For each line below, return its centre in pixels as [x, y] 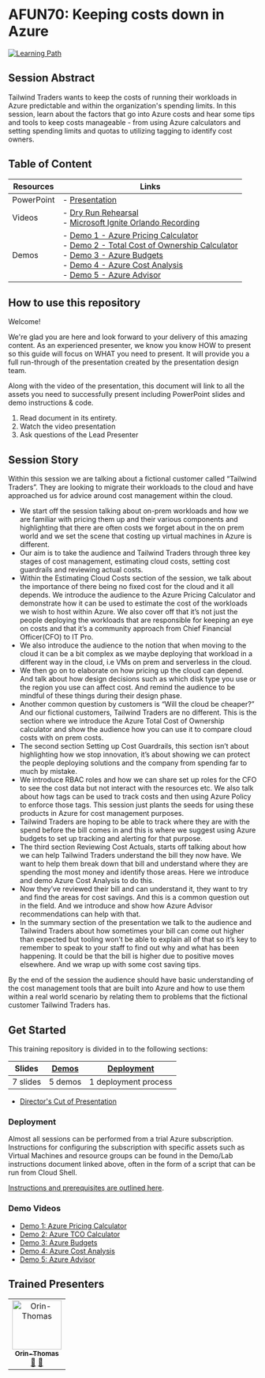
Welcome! [24, 322]
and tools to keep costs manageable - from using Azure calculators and [125, 122]
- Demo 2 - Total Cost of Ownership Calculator [150, 245]
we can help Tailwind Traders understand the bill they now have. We [131, 855]
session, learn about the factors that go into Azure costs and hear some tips [131, 114]
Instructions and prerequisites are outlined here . [86, 1188]
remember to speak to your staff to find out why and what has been [129, 948]
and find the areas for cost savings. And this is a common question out [134, 897]
